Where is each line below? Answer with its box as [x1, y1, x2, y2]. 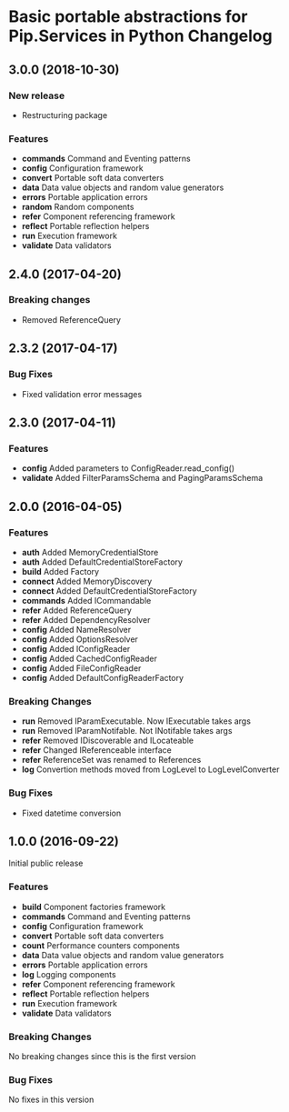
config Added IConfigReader [21, 643, 131, 654]
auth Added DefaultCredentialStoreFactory [21, 556, 184, 567]
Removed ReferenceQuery [21, 314, 122, 325]
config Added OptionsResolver [21, 634, 138, 645]
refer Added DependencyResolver [21, 614, 151, 625]
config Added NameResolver [21, 624, 132, 635]
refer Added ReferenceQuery [21, 605, 133, 616]
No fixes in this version [8, 1094, 95, 1106]
